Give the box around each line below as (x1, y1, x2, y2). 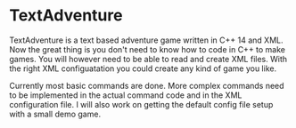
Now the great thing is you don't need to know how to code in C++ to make (9, 44, 286, 54)
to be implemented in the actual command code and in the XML (9, 90, 243, 100)
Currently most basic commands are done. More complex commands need (9, 80, 284, 91)
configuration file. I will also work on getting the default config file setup (9, 99, 274, 109)
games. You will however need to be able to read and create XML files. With (9, 53, 288, 64)
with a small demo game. (9, 108, 101, 119)
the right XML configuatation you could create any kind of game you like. (9, 63, 277, 74)
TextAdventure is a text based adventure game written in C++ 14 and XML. (9, 35, 284, 45)
